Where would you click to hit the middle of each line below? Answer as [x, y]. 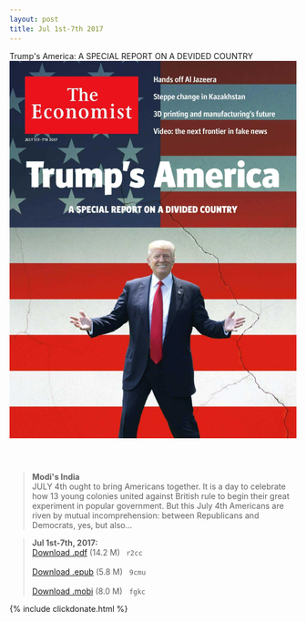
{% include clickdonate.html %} [69, 608]
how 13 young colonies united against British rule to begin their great [160, 495]
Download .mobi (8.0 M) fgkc [88, 591]
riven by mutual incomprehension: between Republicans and [145, 515]
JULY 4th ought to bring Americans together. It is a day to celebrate [159, 486]
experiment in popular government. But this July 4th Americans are [158, 505]
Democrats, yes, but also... [82, 525]
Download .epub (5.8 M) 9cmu [89, 571]
